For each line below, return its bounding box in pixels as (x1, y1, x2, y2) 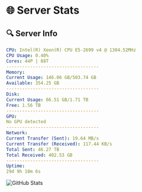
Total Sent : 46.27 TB (6, 146, 60, 152)
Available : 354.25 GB (6, 80, 60, 86)
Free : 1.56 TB (6, 102, 41, 108)
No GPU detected (6, 119, 46, 125)
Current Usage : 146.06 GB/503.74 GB (6, 75, 96, 81)
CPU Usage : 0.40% (6, 52, 49, 58)
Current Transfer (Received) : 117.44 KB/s (6, 141, 112, 147)
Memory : (6, 69, 25, 75)
